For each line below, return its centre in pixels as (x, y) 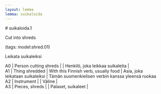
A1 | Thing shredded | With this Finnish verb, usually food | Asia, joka (74, 71)
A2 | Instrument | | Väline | (31, 81)
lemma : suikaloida (24, 14)
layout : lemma (20, 9)
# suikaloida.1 (19, 28)
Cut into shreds (20, 38)
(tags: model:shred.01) (28, 47)
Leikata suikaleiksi (23, 56)
